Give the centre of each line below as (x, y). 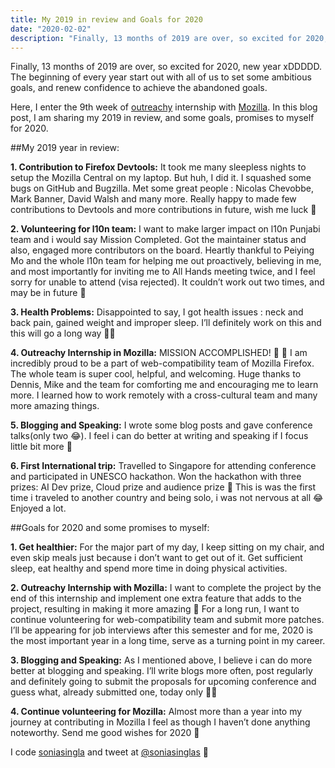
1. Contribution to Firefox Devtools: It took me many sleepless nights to (158, 167)
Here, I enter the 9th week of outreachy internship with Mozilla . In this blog (164, 107)
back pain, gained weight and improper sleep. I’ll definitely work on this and (166, 323)
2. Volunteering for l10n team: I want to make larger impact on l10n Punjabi (165, 229)
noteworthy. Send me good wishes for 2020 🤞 (105, 733)
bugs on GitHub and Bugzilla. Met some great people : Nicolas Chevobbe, (162, 188)
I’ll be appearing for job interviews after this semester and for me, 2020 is (161, 630)
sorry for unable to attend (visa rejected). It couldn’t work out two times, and (167, 282)
